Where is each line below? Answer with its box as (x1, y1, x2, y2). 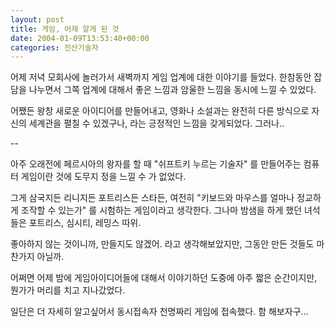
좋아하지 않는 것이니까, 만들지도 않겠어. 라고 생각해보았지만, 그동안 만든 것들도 (10, 238, 315, 250)
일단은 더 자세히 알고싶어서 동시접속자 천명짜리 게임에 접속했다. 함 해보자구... (10, 306, 309, 318)
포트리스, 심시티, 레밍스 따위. (28, 217, 142, 229)
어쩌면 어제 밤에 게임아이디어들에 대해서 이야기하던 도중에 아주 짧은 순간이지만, (10, 272, 318, 284)
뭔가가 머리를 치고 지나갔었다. (10, 284, 126, 296)
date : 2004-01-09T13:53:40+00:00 (10, 33, 150, 43)
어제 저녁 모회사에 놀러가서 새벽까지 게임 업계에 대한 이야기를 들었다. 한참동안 (10, 71, 312, 83)
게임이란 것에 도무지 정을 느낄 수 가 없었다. (20, 171, 187, 183)
